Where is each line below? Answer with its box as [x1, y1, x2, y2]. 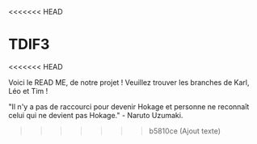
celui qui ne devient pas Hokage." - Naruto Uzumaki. [8, 110, 183, 120]
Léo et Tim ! [8, 86, 48, 95]
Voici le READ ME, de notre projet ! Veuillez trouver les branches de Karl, [8, 77, 250, 87]
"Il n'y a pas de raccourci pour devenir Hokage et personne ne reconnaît [8, 101, 250, 112]
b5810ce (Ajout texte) [149, 125, 221, 136]
